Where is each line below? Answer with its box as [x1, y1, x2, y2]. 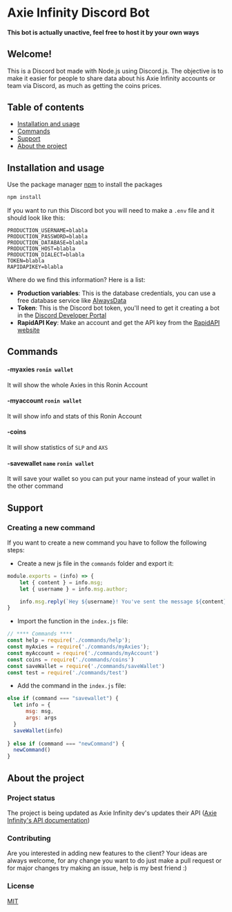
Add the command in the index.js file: [17, 681, 126, 690]
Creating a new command [7, 523, 95, 532]
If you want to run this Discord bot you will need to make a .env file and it [7, 207, 215, 215]
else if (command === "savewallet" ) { [7, 695, 119, 702]
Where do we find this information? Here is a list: [7, 276, 146, 284]
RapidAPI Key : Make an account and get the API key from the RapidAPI [17, 319, 220, 327]
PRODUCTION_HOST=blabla [7, 245, 76, 252]
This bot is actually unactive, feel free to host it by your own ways [7, 28, 200, 36]
